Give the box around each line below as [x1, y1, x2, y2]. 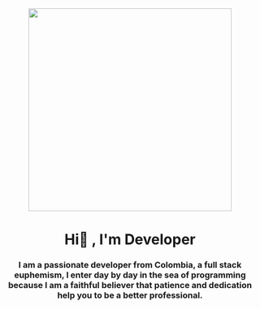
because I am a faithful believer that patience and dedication [8, 280, 252, 291]
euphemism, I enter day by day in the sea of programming [13, 269, 247, 281]
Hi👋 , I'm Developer [63, 230, 196, 249]
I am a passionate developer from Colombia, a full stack [18, 260, 242, 271]
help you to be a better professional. [57, 290, 203, 301]
